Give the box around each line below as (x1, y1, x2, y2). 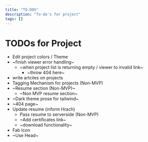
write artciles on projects (12, 75, 63, 81)
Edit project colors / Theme (12, 54, 68, 60)
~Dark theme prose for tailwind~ (12, 96, 79, 102)
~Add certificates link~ (19, 117, 66, 123)
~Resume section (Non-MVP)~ (12, 85, 76, 91)
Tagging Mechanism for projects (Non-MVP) (12, 80, 103, 86)
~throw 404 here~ (27, 70, 65, 75)
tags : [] (5, 16, 23, 21)
